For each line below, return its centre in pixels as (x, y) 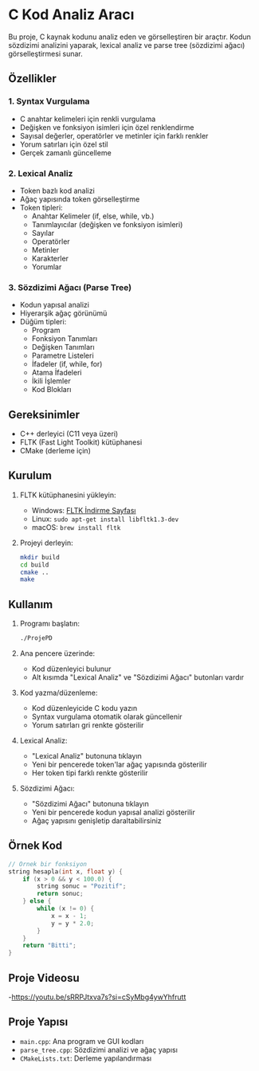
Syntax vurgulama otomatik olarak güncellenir (107, 717)
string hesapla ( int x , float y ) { (66, 871)
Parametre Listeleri (63, 355)
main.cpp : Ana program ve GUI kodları (82, 1041)
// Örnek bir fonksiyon (48, 864)
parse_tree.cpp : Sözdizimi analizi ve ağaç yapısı (98, 1049)
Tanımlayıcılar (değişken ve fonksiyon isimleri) (107, 224)
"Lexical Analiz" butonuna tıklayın (86, 756)
